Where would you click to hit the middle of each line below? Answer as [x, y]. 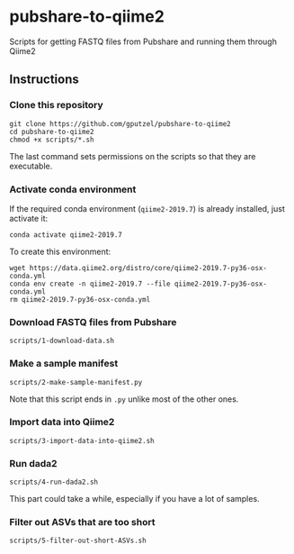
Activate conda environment [73, 189]
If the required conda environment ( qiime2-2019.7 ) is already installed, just [147, 208]
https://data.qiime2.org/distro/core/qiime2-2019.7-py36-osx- [148, 268]
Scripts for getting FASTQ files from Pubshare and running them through [143, 41]
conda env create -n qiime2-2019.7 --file [90, 284]
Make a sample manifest [64, 364]
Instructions [44, 80]
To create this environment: [60, 251]
